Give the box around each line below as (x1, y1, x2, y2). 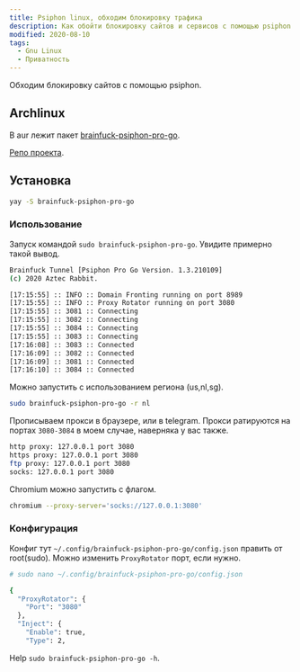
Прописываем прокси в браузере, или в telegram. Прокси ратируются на (9, 416, 291, 426)
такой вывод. (9, 248, 60, 259)
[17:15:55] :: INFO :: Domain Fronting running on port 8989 (9, 290, 243, 300)
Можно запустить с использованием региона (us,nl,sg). (9, 381, 225, 392)
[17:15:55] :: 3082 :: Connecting (9, 316, 139, 325)
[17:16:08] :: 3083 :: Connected (9, 340, 135, 349)
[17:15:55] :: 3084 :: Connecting (9, 324, 139, 333)
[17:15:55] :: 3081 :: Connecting (9, 307, 139, 316)
